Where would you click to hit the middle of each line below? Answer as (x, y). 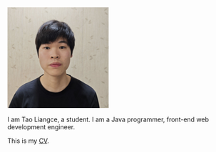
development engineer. (41, 126)
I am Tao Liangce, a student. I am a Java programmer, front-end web (108, 119)
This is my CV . (29, 141)
